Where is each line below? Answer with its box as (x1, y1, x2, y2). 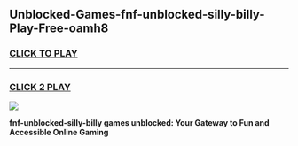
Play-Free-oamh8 (9, 21, 109, 36)
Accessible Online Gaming (9, 127, 109, 137)
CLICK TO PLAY (9, 48, 78, 60)
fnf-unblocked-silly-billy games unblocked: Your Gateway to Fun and (9, 117, 270, 127)
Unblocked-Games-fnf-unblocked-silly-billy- (9, 7, 265, 22)
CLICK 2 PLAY (9, 81, 71, 93)
